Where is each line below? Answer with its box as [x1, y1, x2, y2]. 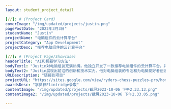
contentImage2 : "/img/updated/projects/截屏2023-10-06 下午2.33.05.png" [5, 92, 160, 97]
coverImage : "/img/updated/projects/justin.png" [5, 21, 110, 26]
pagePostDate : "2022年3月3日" [5, 26, 67, 31]
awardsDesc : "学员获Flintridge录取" [5, 82, 79, 88]
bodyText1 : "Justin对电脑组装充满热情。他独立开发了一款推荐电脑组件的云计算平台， [5, 63, 164, 68]
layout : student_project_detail [5, 7, 74, 13]
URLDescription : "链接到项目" [5, 73, 66, 78]
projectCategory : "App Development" [5, 40, 83, 46]
